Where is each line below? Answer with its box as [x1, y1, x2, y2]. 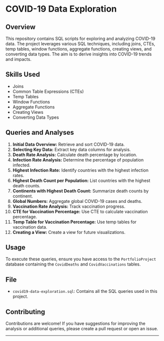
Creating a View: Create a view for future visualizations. [12, 229, 126, 235]
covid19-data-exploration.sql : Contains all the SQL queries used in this [12, 288, 158, 294]
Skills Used [5, 71, 40, 79]
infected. [12, 162, 31, 168]
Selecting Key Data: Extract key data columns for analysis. [12, 146, 131, 152]
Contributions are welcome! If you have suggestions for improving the [5, 321, 146, 326]
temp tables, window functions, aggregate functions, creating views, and [5, 46, 152, 52]
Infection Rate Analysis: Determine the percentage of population [12, 157, 144, 162]
